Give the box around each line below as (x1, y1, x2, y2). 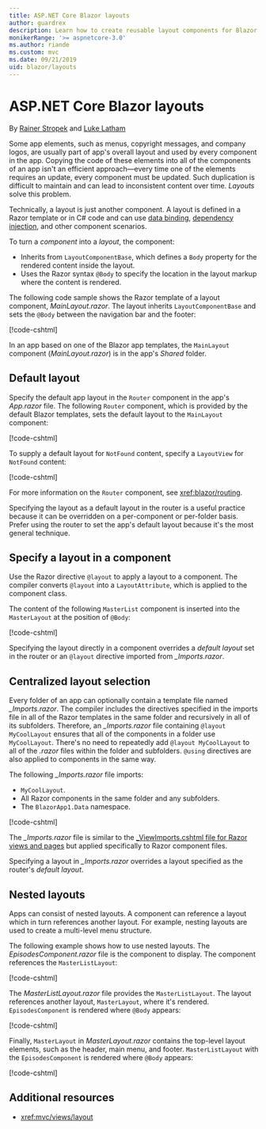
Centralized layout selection (9, 675, 151, 688)
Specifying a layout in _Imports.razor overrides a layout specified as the (9, 857, 244, 866)
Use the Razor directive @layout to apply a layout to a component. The (9, 572, 238, 582)
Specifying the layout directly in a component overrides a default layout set (9, 643, 255, 653)
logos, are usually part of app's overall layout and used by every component (9, 147, 257, 157)
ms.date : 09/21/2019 (9, 56, 78, 64)
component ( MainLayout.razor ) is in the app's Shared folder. (9, 348, 207, 358)
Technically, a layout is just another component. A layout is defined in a (9, 204, 241, 214)
